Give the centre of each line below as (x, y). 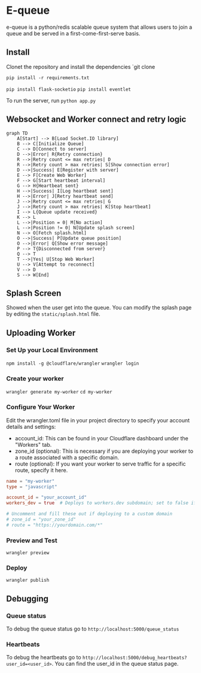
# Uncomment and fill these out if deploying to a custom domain (89, 514)
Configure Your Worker (41, 407)
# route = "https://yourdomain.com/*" (54, 525)
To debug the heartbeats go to (44, 657)
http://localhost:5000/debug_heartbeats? (135, 658)
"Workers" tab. (33, 444)
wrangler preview (28, 553)
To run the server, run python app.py (51, 100)
